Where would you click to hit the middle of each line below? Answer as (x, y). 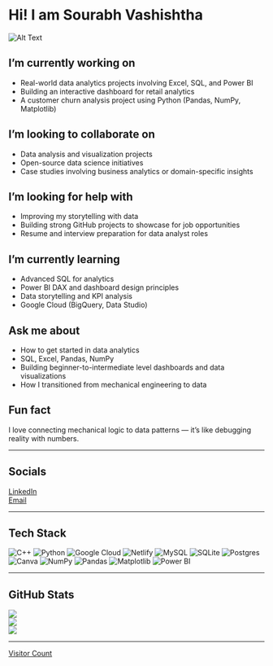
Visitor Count (30, 654)
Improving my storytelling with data (79, 217)
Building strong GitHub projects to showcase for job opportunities (130, 225)
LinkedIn (23, 491)
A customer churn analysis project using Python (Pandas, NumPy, (130, 100)
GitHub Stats (41, 595)
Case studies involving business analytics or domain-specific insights (136, 171)
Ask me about (44, 330)
